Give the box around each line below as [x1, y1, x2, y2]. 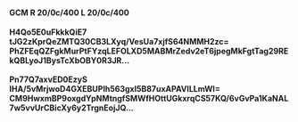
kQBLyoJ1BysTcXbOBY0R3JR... [9, 55, 130, 66]
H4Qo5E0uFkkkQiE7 [9, 27, 87, 37]
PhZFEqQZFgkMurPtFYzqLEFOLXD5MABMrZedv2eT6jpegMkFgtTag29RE [9, 45, 289, 57]
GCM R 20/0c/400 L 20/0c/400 [9, 7, 129, 18]
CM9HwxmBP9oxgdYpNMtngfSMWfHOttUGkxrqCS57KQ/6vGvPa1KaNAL [9, 94, 289, 104]
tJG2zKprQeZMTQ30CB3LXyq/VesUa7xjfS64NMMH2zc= [9, 37, 229, 47]
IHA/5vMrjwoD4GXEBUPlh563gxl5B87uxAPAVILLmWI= [9, 84, 221, 94]
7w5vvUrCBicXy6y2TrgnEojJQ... [9, 102, 134, 113]
